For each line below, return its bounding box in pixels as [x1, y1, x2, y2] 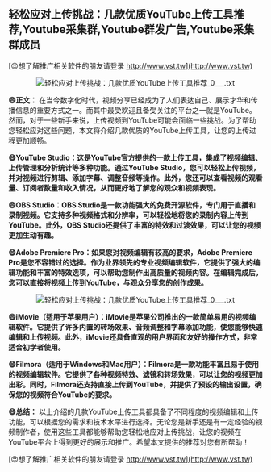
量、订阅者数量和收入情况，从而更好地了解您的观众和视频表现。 [8, 182, 220, 192]
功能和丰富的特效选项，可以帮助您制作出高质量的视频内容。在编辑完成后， [15, 267, 263, 277]
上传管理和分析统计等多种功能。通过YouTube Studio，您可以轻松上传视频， [8, 162, 261, 172]
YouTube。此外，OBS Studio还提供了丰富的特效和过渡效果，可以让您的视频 [8, 220, 261, 230]
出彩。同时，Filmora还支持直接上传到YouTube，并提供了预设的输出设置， [8, 379, 256, 389]
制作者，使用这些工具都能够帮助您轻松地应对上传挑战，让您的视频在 [15, 427, 242, 436]
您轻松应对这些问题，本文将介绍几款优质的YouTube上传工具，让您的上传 [8, 125, 250, 135]
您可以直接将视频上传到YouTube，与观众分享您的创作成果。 [8, 278, 208, 287]
